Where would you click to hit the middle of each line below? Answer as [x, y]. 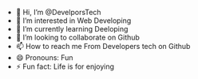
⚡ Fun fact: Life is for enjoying [65, 66]
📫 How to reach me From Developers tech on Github [103, 46]
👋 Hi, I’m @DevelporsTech [58, 12]
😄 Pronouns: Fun [44, 58]
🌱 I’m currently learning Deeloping [72, 29]
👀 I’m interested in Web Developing [73, 21]
